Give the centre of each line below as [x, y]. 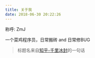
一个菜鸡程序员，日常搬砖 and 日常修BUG [48, 40]
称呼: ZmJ [15, 29]
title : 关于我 [19, 10]
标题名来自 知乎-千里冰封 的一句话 [51, 50]
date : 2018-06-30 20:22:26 [33, 14]
